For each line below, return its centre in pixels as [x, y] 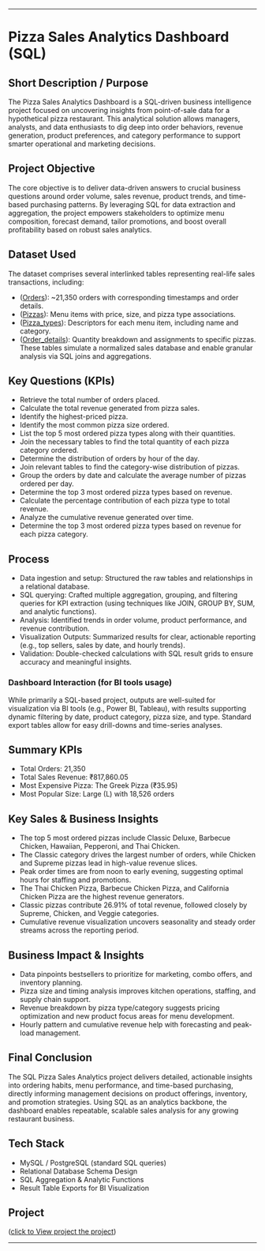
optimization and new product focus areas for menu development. [127, 1015]
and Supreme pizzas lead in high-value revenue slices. [108, 863]
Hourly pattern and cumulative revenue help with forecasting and [125, 1024]
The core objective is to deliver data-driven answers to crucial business [125, 187]
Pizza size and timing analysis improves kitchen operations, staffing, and [138, 991]
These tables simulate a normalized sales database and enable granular [136, 348]
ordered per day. [47, 484]
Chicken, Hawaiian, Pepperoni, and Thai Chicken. [100, 846]
